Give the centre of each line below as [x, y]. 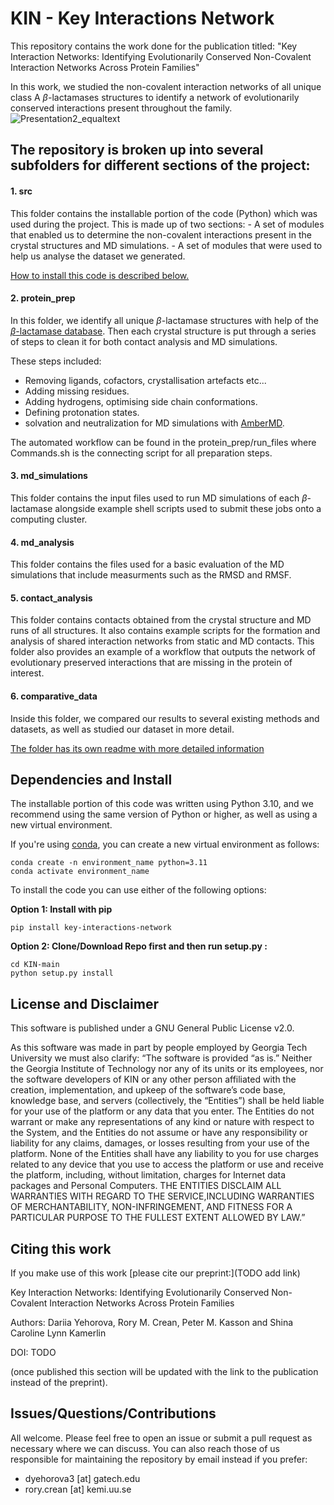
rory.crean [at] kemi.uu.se [78, 1489]
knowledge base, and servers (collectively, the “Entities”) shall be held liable [167, 1101]
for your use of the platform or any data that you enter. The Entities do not [162, 1111]
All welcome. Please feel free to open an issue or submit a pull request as [161, 1438]
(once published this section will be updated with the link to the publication [164, 1371]
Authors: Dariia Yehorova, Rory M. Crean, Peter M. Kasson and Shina [152, 1322]
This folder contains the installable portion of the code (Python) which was [164, 213]
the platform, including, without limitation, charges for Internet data [148, 1175]
